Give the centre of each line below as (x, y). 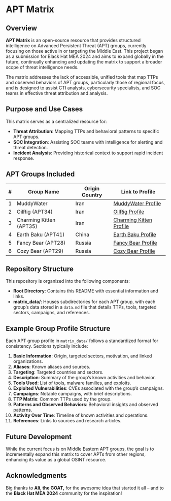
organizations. (28, 361)
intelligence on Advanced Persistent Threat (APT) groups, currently (76, 46)
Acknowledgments (37, 476)
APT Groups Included (40, 174)
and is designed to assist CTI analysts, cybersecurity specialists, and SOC (83, 88)
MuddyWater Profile (137, 203)
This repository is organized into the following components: (68, 281)
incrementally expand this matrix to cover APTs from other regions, (76, 454)
